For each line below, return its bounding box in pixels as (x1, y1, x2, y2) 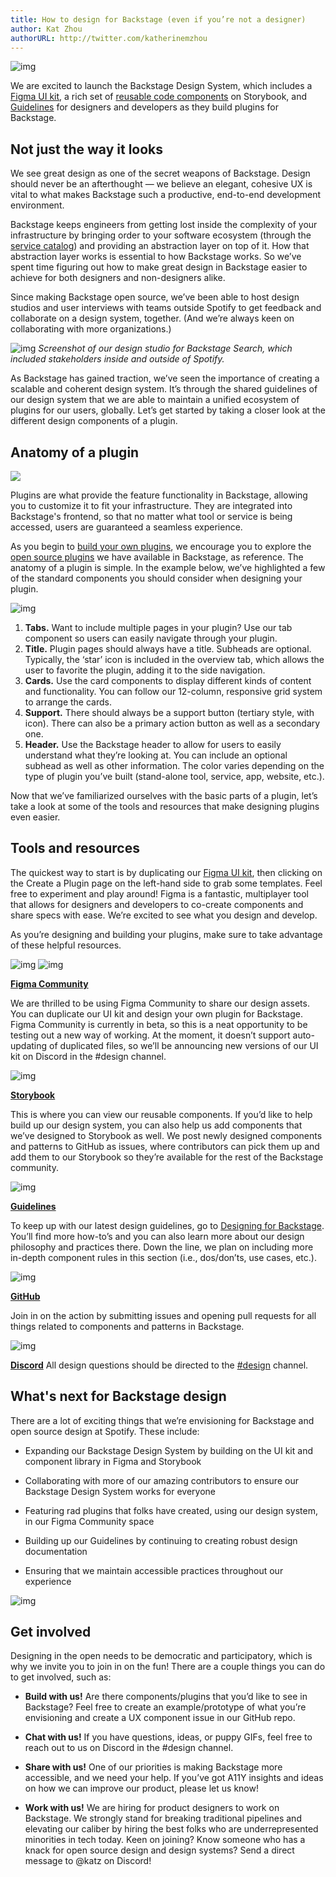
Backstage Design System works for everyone (24, 1485, 217, 1497)
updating (10, 1039, 48, 1051)
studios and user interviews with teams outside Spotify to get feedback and (10, 302, 322, 314)
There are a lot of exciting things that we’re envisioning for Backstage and (10, 1414, 315, 1426)
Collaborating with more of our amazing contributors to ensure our (24, 1474, 299, 1486)
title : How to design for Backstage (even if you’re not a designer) (10, 14, 307, 25)
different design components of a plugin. (10, 415, 178, 427)
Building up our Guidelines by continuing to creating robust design (24, 1534, 298, 1546)
